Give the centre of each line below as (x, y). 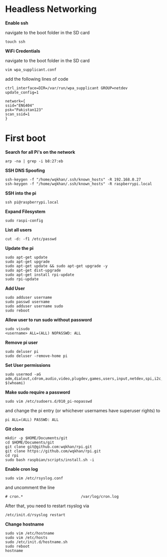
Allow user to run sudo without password (48, 320)
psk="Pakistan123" (24, 110)
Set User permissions (28, 365)
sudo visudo (17, 329)
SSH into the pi (21, 193)
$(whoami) (15, 383)
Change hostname (25, 524)
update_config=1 (22, 92)
